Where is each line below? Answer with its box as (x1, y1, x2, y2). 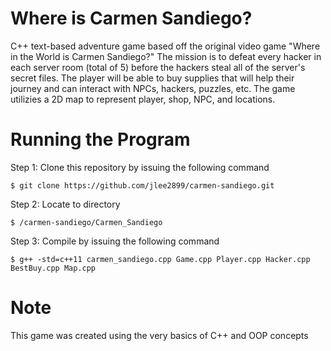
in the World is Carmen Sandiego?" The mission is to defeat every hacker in (10, 50, 322, 62)
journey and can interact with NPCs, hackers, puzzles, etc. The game (10, 82, 296, 94)
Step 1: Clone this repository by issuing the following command (10, 161, 270, 173)
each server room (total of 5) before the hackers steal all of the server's (10, 61, 306, 73)
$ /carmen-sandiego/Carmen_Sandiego (10, 217, 163, 227)
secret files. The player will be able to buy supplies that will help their (10, 72, 295, 84)
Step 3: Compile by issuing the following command (10, 235, 220, 247)
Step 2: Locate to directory (10, 198, 121, 210)
